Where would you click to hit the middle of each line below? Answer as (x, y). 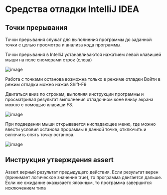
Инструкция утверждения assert (59, 160)
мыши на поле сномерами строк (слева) (49, 60)
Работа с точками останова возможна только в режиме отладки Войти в (83, 79)
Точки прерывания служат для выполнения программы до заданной (79, 39)
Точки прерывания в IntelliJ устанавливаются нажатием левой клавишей (83, 54)
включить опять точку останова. (40, 135)
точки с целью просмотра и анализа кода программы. (64, 45)
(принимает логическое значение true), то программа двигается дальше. (84, 177)
